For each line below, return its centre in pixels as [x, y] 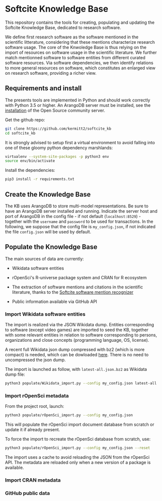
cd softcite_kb [20, 133]
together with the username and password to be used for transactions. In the [79, 221]
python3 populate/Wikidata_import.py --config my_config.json [69, 384]
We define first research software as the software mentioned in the [72, 37]
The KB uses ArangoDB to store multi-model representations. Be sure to [77, 206]
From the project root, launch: [35, 406]
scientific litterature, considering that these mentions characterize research [80, 42]
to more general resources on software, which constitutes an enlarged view [80, 68]
